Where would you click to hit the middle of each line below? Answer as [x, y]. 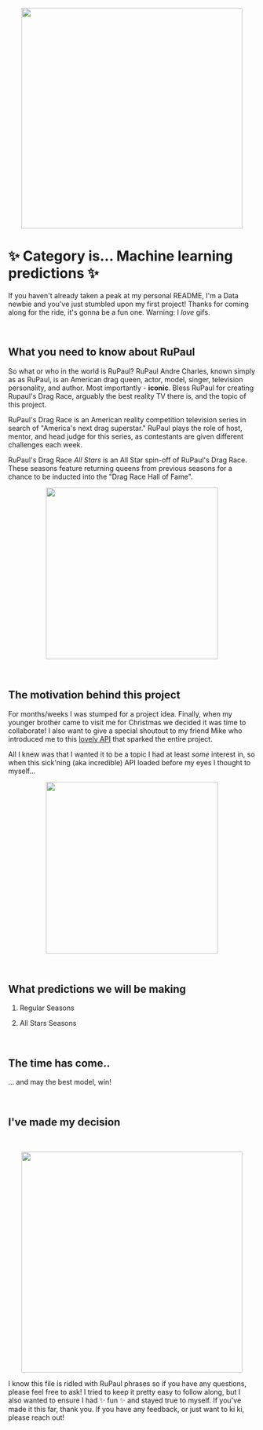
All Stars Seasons [48, 1023]
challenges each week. [46, 444]
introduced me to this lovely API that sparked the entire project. [111, 739]
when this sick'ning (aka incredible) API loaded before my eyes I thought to [130, 762]
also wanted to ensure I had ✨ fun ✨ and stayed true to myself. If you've [125, 1400]
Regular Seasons [47, 1008]
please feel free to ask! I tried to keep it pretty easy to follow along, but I [124, 1392]
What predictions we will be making [97, 989]
